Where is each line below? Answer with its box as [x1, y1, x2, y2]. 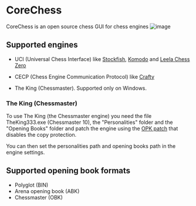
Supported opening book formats [6, 166, 131, 176]
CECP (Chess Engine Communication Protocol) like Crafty [14, 73, 154, 80]
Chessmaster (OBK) [14, 194, 63, 201]
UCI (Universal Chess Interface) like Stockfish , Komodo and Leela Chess [14, 55, 190, 62]
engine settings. [6, 149, 45, 156]
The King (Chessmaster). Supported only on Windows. [14, 85, 147, 92]
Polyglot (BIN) [14, 181, 49, 188]
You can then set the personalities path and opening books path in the [6, 143, 176, 150]
